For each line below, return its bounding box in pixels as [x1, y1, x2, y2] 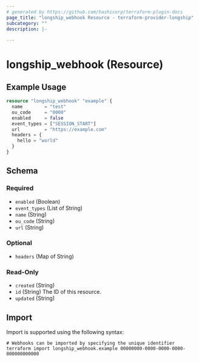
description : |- [6, 26, 47, 32]
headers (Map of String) [15, 252, 74, 260]
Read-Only [6, 268, 39, 276]
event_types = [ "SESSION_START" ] [12, 120, 96, 127]
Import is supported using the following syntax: [6, 328, 124, 335]
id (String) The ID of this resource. [15, 288, 102, 296]
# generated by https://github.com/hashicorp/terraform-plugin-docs [6, 9, 183, 15]
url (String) [15, 223, 44, 231]
